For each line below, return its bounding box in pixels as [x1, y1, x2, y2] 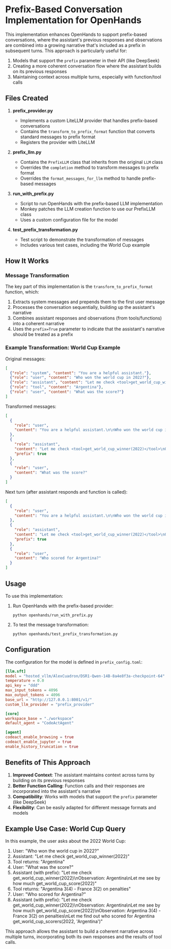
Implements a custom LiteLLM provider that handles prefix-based [20, 117, 158, 124]
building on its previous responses [12, 777, 85, 783]
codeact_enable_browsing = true [5, 735, 74, 740]
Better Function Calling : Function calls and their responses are [12, 783, 145, 789]
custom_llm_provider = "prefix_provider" [5, 702, 95, 707]
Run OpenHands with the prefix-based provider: [12, 602, 113, 609]
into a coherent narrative [12, 321, 65, 327]
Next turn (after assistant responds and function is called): [5, 489, 128, 495]
